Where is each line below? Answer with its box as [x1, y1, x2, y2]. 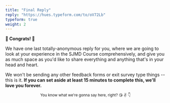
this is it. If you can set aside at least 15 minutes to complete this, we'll [5, 77, 156, 83]
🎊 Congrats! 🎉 [5, 36, 35, 42]
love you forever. [5, 83, 42, 89]
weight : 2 [5, 21, 26, 27]
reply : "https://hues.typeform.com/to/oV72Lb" [5, 12, 106, 17]
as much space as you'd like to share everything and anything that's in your [5, 57, 164, 63]
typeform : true [5, 17, 38, 22]
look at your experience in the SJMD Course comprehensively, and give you [5, 51, 165, 57]
